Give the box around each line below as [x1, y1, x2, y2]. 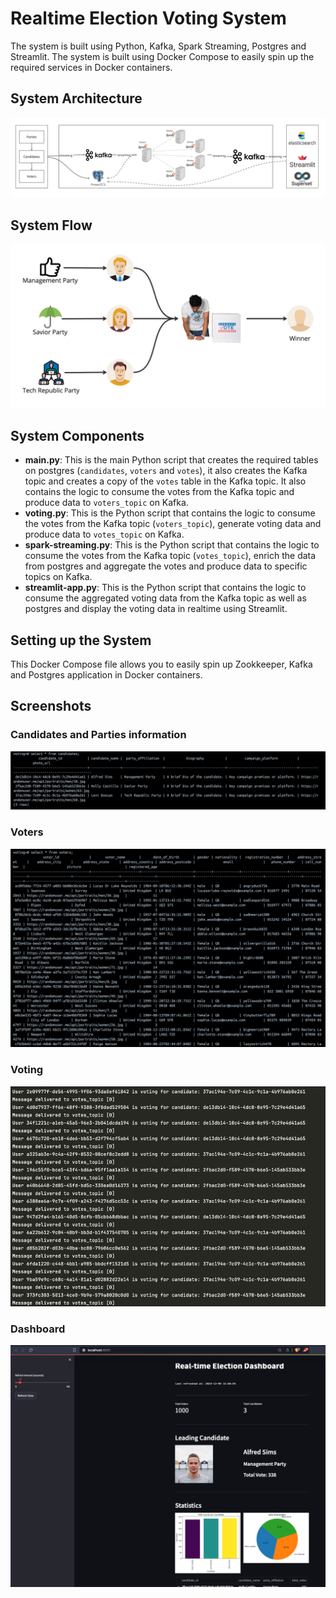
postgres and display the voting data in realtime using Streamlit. [24, 603, 288, 615]
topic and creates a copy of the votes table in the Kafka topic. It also [24, 475, 307, 487]
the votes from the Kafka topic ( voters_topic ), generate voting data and [24, 518, 322, 530]
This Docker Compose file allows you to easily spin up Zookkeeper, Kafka [10, 658, 313, 670]
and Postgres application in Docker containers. [10, 669, 203, 681]
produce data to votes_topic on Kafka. [24, 528, 185, 541]
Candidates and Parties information [10, 728, 187, 742]
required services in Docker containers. [10, 61, 173, 73]
